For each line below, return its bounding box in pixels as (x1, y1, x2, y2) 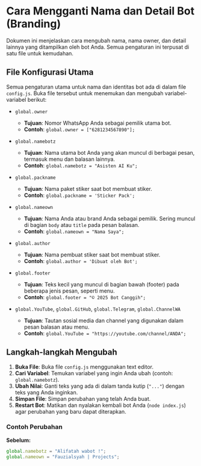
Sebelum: (6, 436, 31, 444)
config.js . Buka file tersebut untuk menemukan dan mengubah (6, 89, 164, 97)
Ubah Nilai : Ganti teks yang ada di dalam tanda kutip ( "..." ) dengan (14, 382, 185, 390)
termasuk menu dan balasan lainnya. (23, 155, 116, 163)
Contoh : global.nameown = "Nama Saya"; (23, 228, 125, 235)
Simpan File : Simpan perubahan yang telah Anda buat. (14, 395, 151, 402)
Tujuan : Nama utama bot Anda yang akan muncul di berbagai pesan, (23, 149, 195, 156)
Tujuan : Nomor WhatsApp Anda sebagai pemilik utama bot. (23, 119, 172, 126)
